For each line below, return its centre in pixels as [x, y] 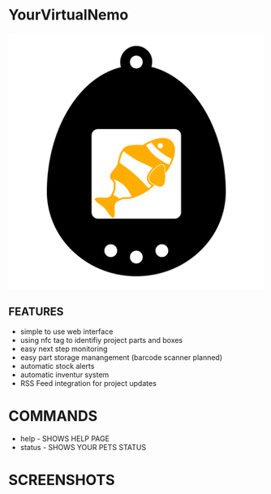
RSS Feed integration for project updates [88, 383]
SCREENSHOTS [62, 480]
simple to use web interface [67, 331]
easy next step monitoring [64, 349]
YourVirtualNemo [69, 15]
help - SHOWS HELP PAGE [65, 438]
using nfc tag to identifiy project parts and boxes [101, 340]
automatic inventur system [65, 375]
